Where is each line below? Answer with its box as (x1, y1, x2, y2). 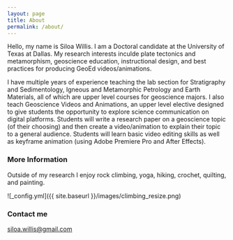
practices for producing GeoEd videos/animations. (7, 64, 152, 73)
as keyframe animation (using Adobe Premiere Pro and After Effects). (7, 137, 206, 146)
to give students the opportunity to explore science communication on (7, 107, 209, 116)
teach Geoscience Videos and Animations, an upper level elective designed (7, 100, 225, 109)
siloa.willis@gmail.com (7, 225, 73, 233)
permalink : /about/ (7, 23, 64, 30)
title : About (7, 17, 45, 24)
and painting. (7, 178, 45, 186)
